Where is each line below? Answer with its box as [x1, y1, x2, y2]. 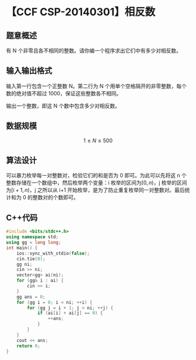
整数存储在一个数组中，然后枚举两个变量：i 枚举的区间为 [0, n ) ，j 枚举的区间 [6, 179, 187, 186]
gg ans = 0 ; [16, 294, 45, 300]
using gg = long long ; [6, 239, 61, 245]
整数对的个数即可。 [32, 194, 79, 201]
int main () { [6, 245, 38, 251]
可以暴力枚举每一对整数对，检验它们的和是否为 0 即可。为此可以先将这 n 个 [6, 172, 187, 179]
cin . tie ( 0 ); [16, 256, 45, 262]
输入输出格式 [6, 66, 52, 76]
